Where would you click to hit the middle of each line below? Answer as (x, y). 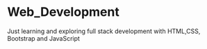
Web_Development (63, 12)
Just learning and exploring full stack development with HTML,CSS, (104, 31)
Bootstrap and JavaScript (43, 38)
